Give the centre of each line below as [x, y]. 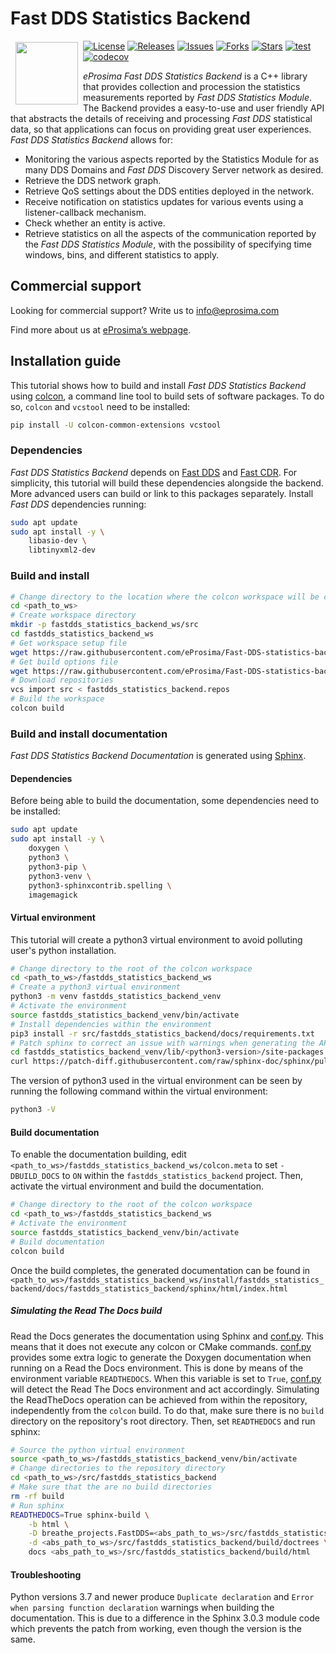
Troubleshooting [46, 1574]
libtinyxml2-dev [62, 550]
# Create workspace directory [73, 615]
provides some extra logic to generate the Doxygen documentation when [161, 1357]
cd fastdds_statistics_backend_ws [82, 634]
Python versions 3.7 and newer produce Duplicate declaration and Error [162, 1597]
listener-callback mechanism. [85, 212]
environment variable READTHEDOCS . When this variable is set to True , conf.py [166, 1378]
